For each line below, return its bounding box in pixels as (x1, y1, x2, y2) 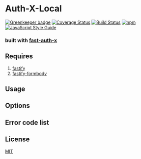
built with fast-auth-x (5, 37, 57, 43)
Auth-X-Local (5, 3, 62, 14)
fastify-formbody (12, 70, 47, 77)
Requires (5, 52, 33, 61)
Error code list (5, 118, 49, 126)
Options (5, 102, 30, 110)
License (5, 135, 30, 144)
